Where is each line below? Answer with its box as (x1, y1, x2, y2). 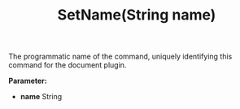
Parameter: (8, 76, 47, 86)
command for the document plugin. (8, 60, 127, 70)
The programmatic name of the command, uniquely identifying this (8, 51, 233, 62)
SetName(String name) (57, 6, 216, 24)
